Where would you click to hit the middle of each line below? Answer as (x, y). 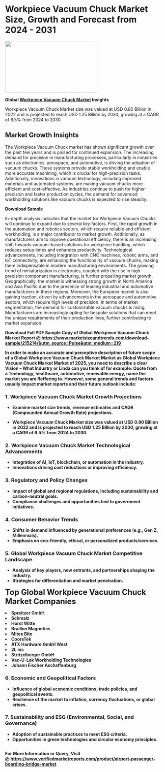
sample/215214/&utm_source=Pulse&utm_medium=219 (63, 343)
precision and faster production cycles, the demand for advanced (71, 194)
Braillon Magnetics (31, 629)
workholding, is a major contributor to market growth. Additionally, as (75, 234)
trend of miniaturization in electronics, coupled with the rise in (68, 271)
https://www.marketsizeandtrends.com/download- (95, 338)
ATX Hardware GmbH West (40, 644)
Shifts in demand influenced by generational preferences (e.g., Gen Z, (85, 530)
